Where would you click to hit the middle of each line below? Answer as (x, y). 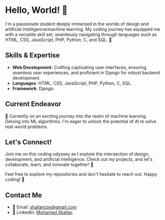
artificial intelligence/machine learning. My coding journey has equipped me (83, 29)
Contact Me (24, 195)
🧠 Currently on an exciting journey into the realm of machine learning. (76, 116)
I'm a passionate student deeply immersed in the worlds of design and (77, 24)
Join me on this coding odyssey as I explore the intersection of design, (77, 154)
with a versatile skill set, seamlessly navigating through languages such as (81, 34)
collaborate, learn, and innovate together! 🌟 (49, 165)
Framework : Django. (33, 88)
